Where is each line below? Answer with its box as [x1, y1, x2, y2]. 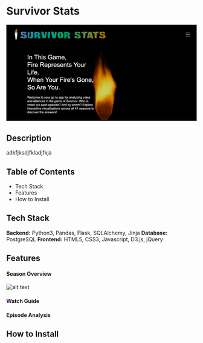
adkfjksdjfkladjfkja [6, 149, 52, 156]
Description [6, 133, 51, 143]
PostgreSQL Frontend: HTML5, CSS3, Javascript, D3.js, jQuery [6, 235, 163, 243]
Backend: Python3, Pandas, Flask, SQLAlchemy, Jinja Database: [6, 229, 168, 236]
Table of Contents [6, 167, 76, 177]
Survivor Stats [6, 4, 80, 18]
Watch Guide [6, 298, 40, 305]
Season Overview [6, 270, 52, 277]
